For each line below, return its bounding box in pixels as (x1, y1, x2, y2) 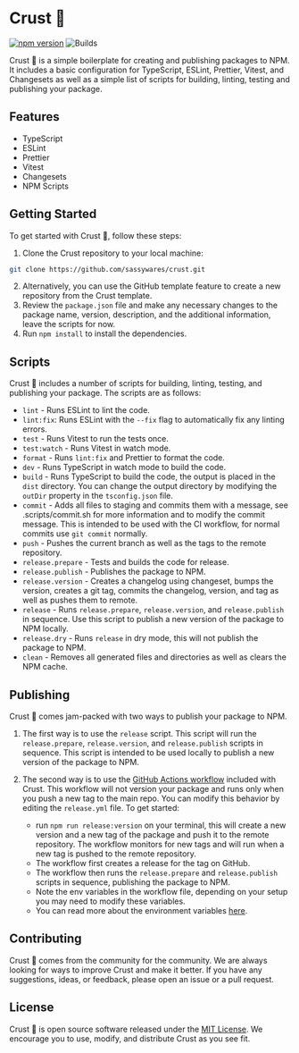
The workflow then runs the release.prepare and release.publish (35, 867, 278, 879)
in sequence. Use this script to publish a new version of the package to (21, 614, 284, 625)
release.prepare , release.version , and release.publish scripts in (21, 737, 263, 749)
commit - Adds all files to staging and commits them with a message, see (21, 500, 288, 510)
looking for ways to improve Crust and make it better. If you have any (9, 965, 263, 975)
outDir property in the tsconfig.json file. (21, 491, 174, 501)
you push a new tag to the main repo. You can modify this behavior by (21, 793, 280, 804)
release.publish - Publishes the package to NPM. (21, 567, 206, 577)
